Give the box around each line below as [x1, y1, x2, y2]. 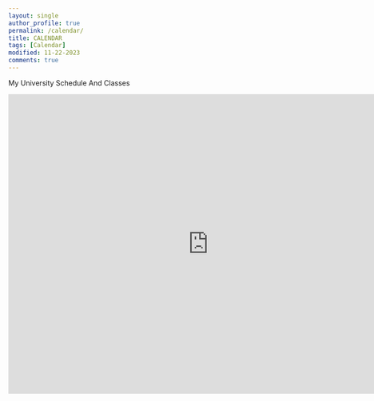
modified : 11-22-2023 [8, 49, 81, 57]
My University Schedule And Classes [8, 77, 130, 88]
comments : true [8, 57, 59, 65]
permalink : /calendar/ [8, 26, 84, 34]
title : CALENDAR [8, 34, 62, 42]
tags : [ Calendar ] [8, 42, 66, 50]
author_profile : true [8, 19, 81, 27]
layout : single [8, 11, 59, 20]
